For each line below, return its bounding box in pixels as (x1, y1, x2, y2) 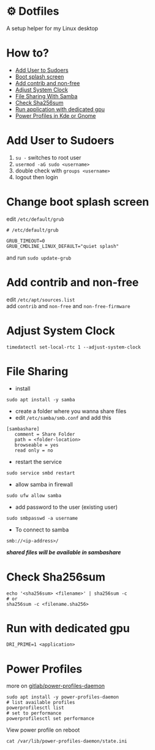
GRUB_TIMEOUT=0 (6, 238, 45, 244)
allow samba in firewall (15, 481, 74, 488)
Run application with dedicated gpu (15, 106, 105, 113)
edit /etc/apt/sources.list (6, 296, 75, 303)
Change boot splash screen (6, 195, 149, 209)
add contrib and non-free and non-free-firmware (6, 302, 130, 309)
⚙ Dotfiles (6, 4, 59, 18)
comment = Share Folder (14, 431, 75, 437)
